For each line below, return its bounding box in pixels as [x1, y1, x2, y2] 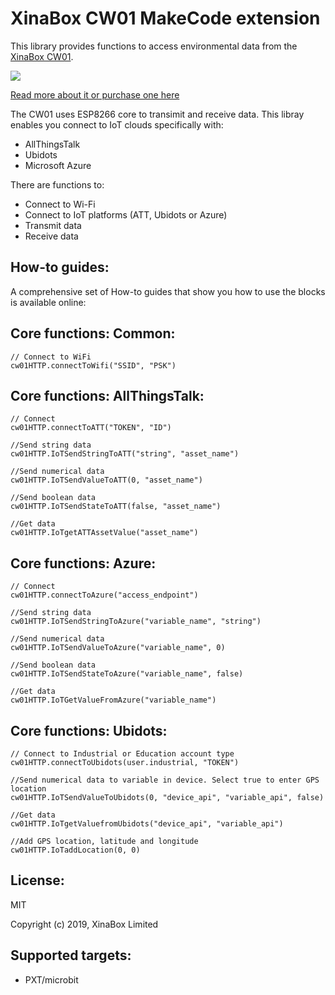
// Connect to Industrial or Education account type [10, 749, 235, 759]
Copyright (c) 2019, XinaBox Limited [10, 918, 159, 930]
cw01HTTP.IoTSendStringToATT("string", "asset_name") [10, 449, 240, 459]
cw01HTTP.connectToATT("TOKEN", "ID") [10, 423, 172, 433]
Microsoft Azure [24, 159, 92, 171]
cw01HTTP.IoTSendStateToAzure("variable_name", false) [10, 669, 244, 679]
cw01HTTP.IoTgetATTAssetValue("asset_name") [10, 528, 199, 538]
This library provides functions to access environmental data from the [10, 40, 298, 52]
